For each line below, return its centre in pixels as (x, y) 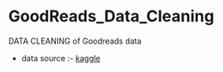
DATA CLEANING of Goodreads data (75, 41)
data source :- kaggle (61, 58)
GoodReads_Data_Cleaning (111, 16)
